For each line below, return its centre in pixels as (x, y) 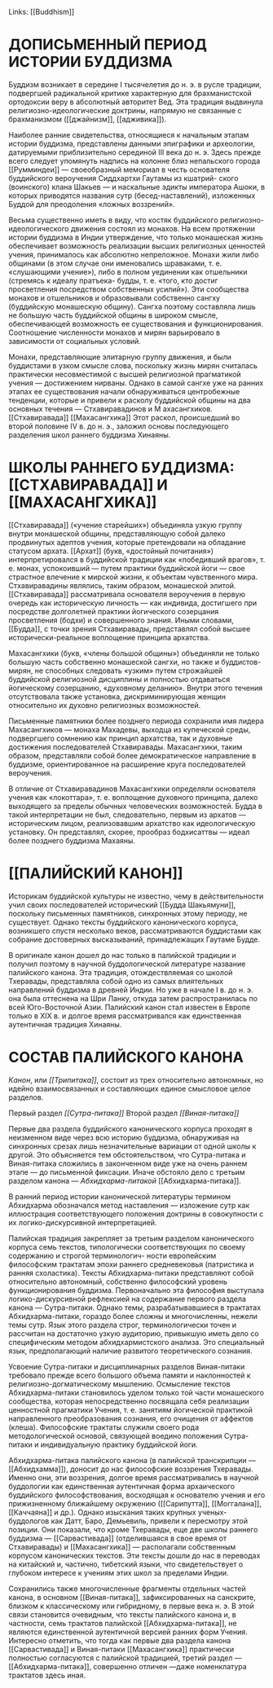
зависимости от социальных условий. (75, 341)
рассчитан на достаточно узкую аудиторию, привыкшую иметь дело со (134, 1333)
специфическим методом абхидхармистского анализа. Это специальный (136, 1342)
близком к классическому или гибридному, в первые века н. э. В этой (131, 1606)
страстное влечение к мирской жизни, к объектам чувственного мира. (133, 577)
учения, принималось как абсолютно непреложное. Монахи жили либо (134, 254)
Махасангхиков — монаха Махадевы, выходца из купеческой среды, (130, 729)
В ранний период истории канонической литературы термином (119, 1196)
